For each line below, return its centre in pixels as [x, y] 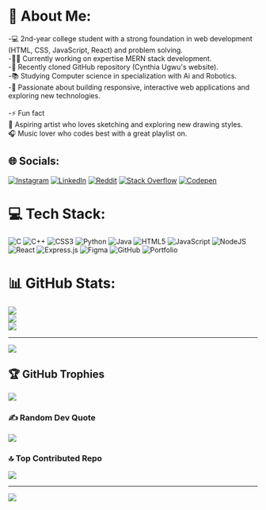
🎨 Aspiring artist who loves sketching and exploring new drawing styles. [125, 124]
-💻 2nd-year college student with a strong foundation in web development [131, 38]
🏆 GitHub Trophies [57, 375]
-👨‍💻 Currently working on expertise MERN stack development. [110, 58]
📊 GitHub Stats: [62, 283]
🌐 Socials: [34, 161]
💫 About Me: [50, 16]
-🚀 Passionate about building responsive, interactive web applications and [129, 87]
